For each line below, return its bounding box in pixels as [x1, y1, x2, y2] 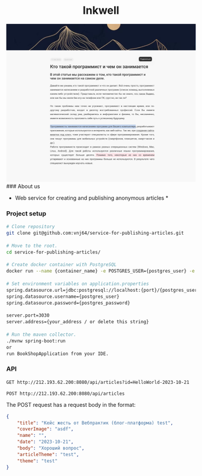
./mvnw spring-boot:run [6, 338, 66, 344]
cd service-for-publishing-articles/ [6, 249, 101, 255]
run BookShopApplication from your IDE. [6, 350, 109, 357]
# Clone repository [6, 224, 55, 230]
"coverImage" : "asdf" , [17, 426, 74, 432]
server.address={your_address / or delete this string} [6, 319, 149, 325]
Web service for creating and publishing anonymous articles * [14, 194, 168, 202]
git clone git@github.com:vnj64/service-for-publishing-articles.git [6, 230, 185, 236]
